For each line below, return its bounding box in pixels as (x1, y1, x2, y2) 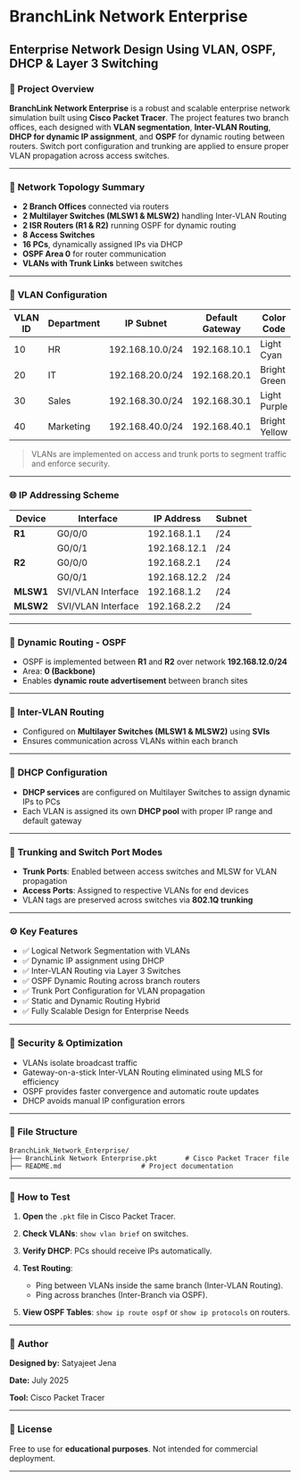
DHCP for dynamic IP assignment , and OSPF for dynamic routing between (9, 131, 286, 142)
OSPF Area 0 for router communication (21, 248, 167, 260)
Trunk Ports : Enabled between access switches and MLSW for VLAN (21, 866, 277, 877)
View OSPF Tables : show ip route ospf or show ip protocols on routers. (21, 1307, 290, 1318)
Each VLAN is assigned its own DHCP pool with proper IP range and (21, 805, 273, 816)
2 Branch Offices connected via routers (21, 201, 170, 212)
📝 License (9, 1423, 53, 1435)
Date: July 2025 (9, 1375, 69, 1385)
